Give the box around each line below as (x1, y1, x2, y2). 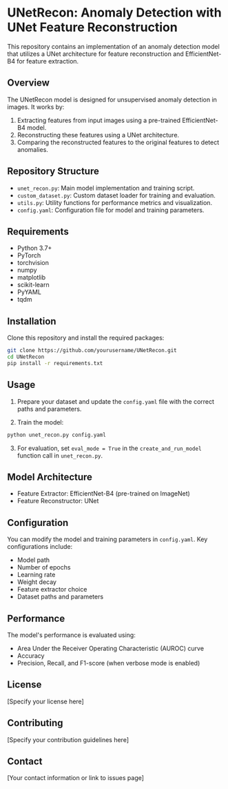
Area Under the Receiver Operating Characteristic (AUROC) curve (17, 644, 205, 652)
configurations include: (7, 543, 73, 551)
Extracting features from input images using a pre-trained (17, 116, 181, 124)
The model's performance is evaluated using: (7, 630, 136, 639)
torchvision (17, 259, 50, 267)
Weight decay (17, 578, 57, 586)
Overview (7, 77, 50, 89)
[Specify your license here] (7, 697, 84, 705)
